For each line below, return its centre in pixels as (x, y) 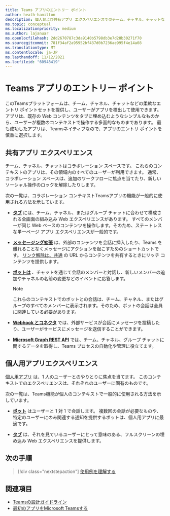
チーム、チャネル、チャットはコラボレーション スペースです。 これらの (79, 166)
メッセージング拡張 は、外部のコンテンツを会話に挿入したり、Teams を (87, 242)
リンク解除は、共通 (43, 255)
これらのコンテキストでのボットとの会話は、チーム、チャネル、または (86, 299)
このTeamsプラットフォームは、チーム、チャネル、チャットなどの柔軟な (81, 103)
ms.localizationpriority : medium (41, 29)
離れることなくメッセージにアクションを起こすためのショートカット (83, 249)
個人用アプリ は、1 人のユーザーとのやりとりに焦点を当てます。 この (77, 377)
